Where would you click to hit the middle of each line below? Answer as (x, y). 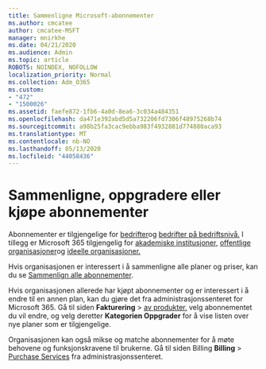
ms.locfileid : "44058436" (51, 156)
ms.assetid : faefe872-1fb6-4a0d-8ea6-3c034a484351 (94, 112)
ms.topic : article (39, 60)
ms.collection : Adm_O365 (49, 82)
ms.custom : (26, 89)
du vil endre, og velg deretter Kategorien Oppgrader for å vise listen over (129, 316)
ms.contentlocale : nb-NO (49, 141)
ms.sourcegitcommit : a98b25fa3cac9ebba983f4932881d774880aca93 (115, 126)
